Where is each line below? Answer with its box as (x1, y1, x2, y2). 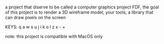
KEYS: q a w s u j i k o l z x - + (5, 24, 66, 30)
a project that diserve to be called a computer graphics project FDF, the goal (5, 4, 159, 10)
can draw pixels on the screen (5, 15, 66, 20)
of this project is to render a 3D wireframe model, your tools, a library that (5, 9, 154, 15)
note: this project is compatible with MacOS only (5, 34, 103, 39)
